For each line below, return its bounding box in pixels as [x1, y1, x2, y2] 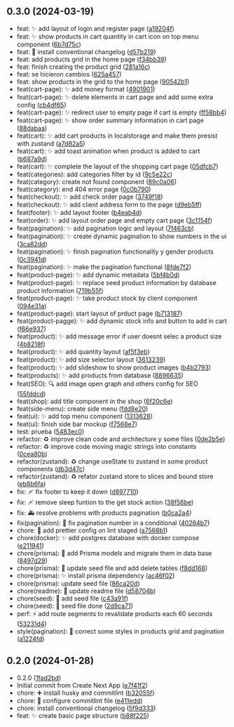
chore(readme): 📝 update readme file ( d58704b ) [16, 587, 156, 595]
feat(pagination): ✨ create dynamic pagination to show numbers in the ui [16, 232, 227, 240]
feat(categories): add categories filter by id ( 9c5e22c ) [16, 170, 173, 178]
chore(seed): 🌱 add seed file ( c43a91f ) [16, 594, 129, 603]
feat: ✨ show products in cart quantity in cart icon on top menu [16, 32, 199, 41]
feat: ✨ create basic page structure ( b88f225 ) [16, 711, 150, 719]
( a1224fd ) [16, 634, 45, 643]
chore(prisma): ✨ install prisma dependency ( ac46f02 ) [16, 571, 175, 579]
